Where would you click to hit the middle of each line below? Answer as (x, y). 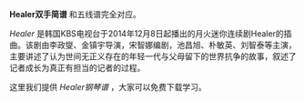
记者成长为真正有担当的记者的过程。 (77, 68)
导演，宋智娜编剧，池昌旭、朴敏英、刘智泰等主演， (200, 45)
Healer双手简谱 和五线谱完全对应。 (75, 14)
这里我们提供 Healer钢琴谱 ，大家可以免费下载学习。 (108, 87)
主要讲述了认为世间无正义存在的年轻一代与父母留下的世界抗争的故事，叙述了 (153, 56)
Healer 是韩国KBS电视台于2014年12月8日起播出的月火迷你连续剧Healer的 (147, 34)
